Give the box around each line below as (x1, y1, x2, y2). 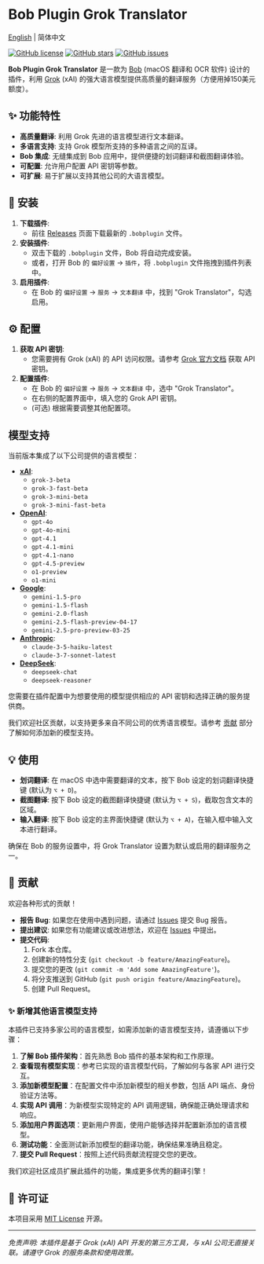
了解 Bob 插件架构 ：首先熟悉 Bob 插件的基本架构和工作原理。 (19, 1051, 218, 1061)
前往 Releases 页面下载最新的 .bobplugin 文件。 (31, 228, 187, 237)
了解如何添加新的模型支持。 (8, 728, 98, 738)
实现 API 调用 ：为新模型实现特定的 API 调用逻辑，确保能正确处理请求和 (19, 1101, 250, 1110)
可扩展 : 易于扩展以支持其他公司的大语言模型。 (19, 170, 169, 180)
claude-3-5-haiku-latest (31, 643, 113, 651)
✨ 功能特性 (8, 109, 61, 123)
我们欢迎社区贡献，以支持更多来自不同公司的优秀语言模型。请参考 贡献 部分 (8, 718, 253, 727)
